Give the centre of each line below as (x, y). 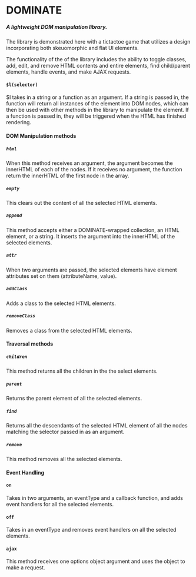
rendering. (19, 122)
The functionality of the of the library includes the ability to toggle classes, (96, 59)
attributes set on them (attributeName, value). (62, 276)
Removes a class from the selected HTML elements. (69, 330)
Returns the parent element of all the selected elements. (74, 399)
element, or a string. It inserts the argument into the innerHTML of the (91, 236)
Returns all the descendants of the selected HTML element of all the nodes (97, 426)
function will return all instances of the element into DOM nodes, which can (97, 104)
